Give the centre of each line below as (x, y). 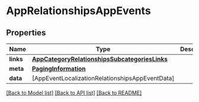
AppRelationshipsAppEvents (78, 11)
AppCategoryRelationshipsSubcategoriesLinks (99, 59)
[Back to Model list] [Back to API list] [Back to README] (74, 93)
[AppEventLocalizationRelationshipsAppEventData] (103, 78)
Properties (26, 33)
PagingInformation (59, 69)
